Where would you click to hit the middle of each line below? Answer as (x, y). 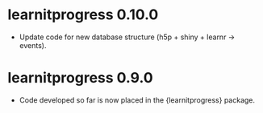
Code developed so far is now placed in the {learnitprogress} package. (137, 100)
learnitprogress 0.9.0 (81, 78)
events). (33, 45)
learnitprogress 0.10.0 (83, 15)
